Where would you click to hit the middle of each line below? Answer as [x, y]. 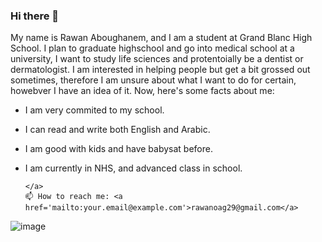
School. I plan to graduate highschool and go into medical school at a [152, 48]
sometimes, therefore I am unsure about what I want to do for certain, [153, 80]
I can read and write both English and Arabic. [117, 130]
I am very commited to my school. [94, 110]
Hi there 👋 [35, 16]
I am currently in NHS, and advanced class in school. [133, 168]
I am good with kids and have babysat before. [118, 149]
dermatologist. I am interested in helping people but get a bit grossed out [160, 70]
